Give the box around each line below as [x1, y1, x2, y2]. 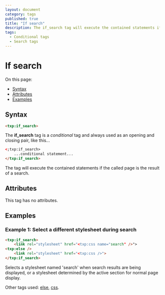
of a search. [5, 170, 29, 176]
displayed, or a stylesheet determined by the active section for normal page [5, 270, 159, 275]
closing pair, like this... [5, 138, 50, 144]
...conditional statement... [14, 151, 74, 157]
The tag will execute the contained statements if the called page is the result [5, 165, 160, 171]
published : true [5, 16, 38, 21]
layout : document [5, 7, 41, 12]
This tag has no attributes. [5, 197, 58, 203]
